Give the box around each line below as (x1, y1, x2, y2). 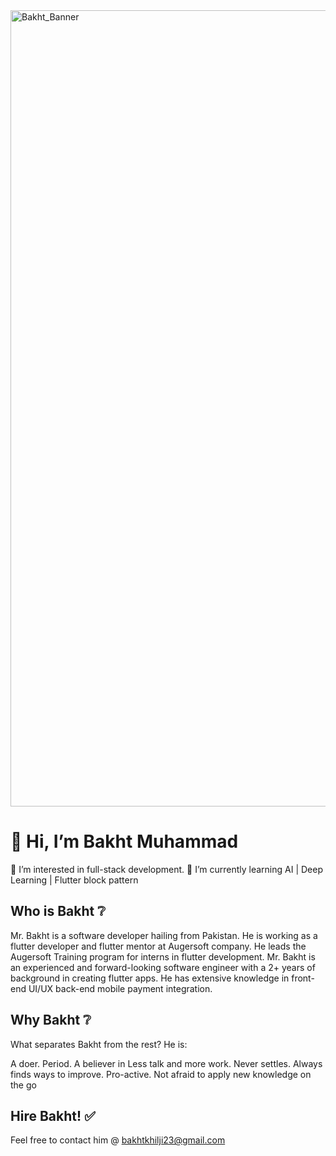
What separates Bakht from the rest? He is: (10, 1038, 188, 1050)
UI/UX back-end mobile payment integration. (28, 982, 213, 994)
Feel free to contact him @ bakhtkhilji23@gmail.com (10, 1134, 226, 1146)
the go (10, 1079, 37, 1091)
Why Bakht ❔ (10, 1012, 92, 1029)
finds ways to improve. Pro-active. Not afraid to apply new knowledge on (10, 1068, 312, 1080)
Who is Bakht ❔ (10, 903, 106, 920)
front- (291, 972, 315, 984)
